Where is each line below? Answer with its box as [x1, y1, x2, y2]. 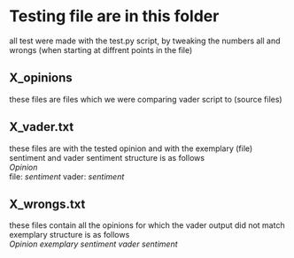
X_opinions [9, 71, 73, 86]
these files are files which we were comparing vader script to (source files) [9, 94, 282, 104]
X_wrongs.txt [9, 196, 86, 211]
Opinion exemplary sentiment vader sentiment [9, 239, 179, 249]
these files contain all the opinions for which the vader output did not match [9, 220, 285, 231]
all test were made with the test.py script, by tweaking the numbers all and [9, 35, 281, 46]
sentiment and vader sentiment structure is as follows [9, 152, 205, 163]
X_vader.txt [9, 119, 74, 134]
